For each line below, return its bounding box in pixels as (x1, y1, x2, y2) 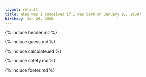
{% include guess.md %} (5, 39, 55, 45)
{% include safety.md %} (5, 58, 56, 64)
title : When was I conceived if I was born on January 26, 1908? (5, 12, 141, 17)
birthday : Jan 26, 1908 (5, 16, 54, 21)
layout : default (5, 7, 38, 12)
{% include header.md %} (5, 30, 57, 36)
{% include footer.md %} (5, 67, 55, 73)
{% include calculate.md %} (5, 48, 62, 54)
